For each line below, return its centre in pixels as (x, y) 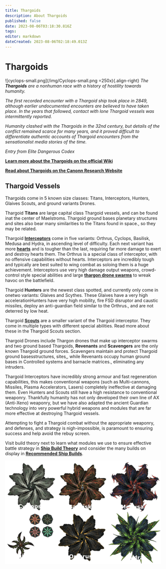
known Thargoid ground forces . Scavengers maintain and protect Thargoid (81, 351)
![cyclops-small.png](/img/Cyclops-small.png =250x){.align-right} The (77, 80)
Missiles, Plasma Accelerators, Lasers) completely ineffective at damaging (81, 387)
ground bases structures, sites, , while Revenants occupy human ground (78, 356)
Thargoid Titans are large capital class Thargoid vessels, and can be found (82, 213)
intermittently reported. (29, 116)
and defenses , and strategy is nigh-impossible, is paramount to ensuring (79, 428)
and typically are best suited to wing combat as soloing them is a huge (77, 264)
